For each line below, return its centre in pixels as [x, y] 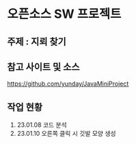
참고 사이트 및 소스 [43, 67]
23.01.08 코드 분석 [42, 125]
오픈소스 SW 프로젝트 [64, 14]
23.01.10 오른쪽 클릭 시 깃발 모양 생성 [66, 134]
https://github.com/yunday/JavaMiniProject [68, 84]
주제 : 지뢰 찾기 [37, 41]
